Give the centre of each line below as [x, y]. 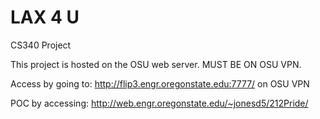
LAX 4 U [45, 17]
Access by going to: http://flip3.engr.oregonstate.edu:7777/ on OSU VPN [160, 83]
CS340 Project [41, 45]
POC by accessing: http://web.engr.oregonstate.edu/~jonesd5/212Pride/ [159, 103]
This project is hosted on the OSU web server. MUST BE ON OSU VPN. [156, 64]
